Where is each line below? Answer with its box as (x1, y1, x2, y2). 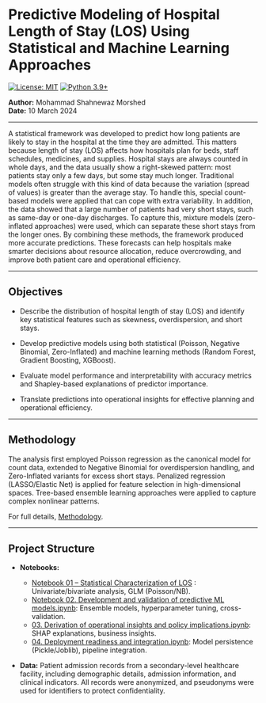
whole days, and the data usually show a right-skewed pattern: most (8, 162, 232, 172)
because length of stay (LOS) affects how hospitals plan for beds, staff (8, 145, 239, 155)
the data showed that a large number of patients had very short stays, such (8, 204, 254, 214)
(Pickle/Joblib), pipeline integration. (31, 645, 148, 655)
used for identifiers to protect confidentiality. (19, 686, 166, 696)
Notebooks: (19, 563, 60, 572)
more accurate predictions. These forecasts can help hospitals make (8, 237, 232, 247)
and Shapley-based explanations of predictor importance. (19, 378, 208, 389)
